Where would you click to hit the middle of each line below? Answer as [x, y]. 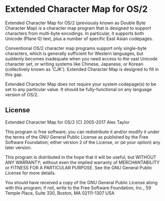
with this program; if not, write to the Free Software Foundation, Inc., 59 [78, 188]
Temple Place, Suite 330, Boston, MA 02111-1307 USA [60, 193]
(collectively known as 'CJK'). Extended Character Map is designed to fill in [82, 69]
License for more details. [30, 173]
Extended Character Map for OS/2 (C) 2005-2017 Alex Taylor [67, 122]
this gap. [14, 74]
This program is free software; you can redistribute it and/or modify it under [82, 132]
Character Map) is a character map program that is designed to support [78, 28]
